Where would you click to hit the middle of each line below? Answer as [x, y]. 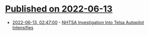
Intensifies [23, 27]
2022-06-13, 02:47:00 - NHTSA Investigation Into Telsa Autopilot [78, 22]
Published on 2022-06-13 [59, 9]
